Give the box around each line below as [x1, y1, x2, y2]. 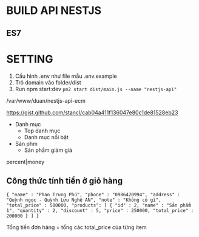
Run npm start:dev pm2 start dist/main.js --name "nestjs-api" [15, 85, 177, 92]
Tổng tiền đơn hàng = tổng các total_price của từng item [6, 224, 147, 231]
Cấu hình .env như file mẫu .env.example [15, 72, 117, 80]
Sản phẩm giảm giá [24, 146, 73, 154]
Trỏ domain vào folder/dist [15, 78, 82, 86]
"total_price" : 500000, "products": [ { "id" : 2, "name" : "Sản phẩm [6, 202, 191, 208]
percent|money [6, 158, 45, 165]
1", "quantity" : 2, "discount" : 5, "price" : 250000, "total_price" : [6, 208, 194, 214]
